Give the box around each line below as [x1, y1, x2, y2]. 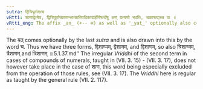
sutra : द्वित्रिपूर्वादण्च [6, 8, 45, 15]
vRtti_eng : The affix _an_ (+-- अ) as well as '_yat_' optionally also [6, 20, 192, 26]
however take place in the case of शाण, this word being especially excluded [6, 63, 192, 70]
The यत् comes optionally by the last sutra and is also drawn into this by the [6, 37, 193, 44]
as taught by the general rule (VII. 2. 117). [6, 76, 108, 84]
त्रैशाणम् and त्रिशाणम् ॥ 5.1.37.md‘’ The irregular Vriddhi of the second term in [6, 50, 187, 57]
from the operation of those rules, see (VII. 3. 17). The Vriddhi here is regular [6, 70, 196, 77]
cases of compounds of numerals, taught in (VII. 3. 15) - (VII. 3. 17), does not [6, 57, 196, 64]
